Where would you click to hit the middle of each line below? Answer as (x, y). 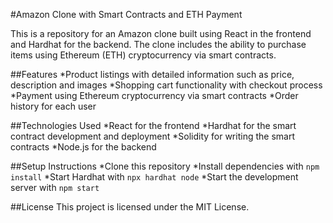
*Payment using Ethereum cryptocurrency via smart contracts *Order (154, 95)
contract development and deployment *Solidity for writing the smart (152, 136)
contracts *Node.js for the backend (83, 147)
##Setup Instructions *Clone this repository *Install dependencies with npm (165, 166)
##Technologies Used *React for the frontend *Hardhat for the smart (153, 125)
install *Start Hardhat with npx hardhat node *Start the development (154, 177)
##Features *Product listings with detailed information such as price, (152, 74)
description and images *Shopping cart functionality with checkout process (166, 85)
